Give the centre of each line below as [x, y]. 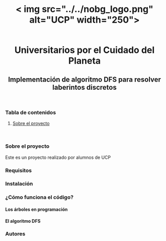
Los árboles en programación [36, 209]
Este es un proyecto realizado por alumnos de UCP [58, 157]
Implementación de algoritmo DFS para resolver [85, 79]
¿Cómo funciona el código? [39, 197]
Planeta [85, 61]
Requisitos [18, 170]
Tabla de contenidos [31, 112]
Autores [15, 234]
